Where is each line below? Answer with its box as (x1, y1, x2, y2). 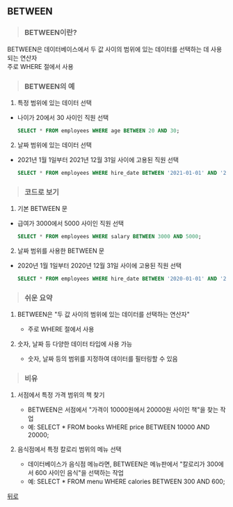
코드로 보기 (24, 187, 59, 197)
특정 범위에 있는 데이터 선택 (17, 98, 93, 107)
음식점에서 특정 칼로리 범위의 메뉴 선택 (17, 445, 122, 453)
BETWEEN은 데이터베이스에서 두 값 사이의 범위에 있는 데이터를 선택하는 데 (7, 45, 209, 53)
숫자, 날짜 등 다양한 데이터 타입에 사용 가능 (17, 340, 133, 348)
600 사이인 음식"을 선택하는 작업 (35, 469, 124, 477)
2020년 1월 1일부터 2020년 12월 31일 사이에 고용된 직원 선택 (17, 261, 182, 270)
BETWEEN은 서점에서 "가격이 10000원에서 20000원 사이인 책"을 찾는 (27, 405, 219, 414)
